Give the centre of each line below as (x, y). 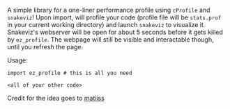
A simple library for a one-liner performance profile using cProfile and (109, 10)
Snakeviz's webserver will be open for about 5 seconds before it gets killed (115, 32)
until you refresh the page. (45, 47)
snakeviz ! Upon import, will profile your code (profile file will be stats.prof (114, 17)
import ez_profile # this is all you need (70, 73)
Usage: (17, 60)
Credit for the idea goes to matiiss (56, 98)
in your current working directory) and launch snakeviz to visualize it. (106, 25)
